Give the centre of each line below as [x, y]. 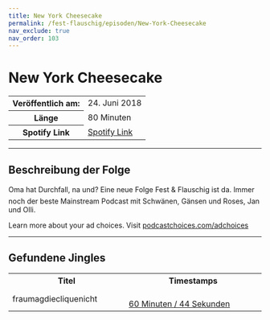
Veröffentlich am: [46, 104]
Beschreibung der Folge [70, 170]
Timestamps [193, 281]
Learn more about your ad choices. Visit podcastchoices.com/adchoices [129, 225]
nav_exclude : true [39, 31]
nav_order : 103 [34, 38]
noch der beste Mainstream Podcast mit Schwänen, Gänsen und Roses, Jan [134, 201]
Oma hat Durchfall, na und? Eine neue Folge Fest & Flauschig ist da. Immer [131, 189]
